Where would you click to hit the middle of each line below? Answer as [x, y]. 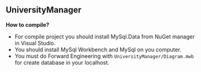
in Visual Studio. [35, 43]
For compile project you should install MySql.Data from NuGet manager [105, 37]
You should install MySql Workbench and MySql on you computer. [98, 49]
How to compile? [28, 24]
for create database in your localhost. [62, 62]
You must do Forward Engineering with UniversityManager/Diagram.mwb [104, 56]
